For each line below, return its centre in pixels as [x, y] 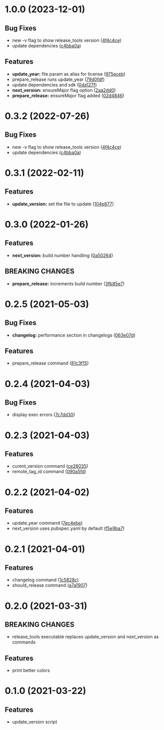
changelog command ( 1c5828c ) [45, 580]
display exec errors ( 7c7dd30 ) [43, 415]
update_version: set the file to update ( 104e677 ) [63, 204]
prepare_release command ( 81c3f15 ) [51, 363]
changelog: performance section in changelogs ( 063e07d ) [74, 335]
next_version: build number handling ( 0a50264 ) [63, 255]
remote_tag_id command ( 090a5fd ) [49, 472]
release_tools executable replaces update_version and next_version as [85, 637]
